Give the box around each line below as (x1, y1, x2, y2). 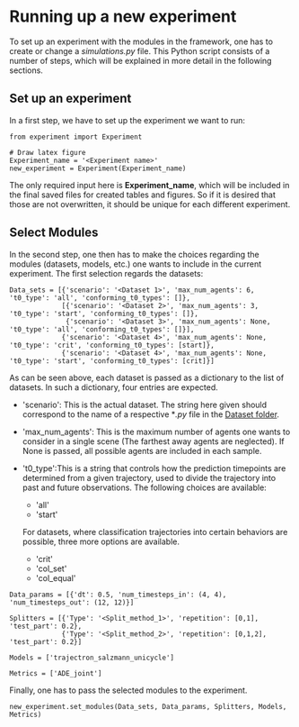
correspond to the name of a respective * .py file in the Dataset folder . (22, 408, 280, 420)
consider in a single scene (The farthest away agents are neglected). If (22, 435, 285, 447)
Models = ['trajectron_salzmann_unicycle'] (9, 653, 175, 662)
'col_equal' (35, 572, 76, 583)
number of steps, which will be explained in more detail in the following (9, 55, 272, 66)
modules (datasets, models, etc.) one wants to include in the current (9, 259, 262, 269)
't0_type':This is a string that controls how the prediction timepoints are (22, 462, 286, 474)
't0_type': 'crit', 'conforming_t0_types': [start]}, (9, 341, 215, 350)
